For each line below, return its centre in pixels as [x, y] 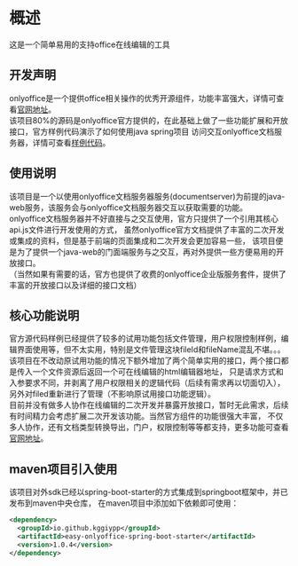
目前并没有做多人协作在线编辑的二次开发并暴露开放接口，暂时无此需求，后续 [149, 405]
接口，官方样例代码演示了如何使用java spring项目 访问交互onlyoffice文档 [142, 131]
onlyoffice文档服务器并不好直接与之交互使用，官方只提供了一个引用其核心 [144, 218]
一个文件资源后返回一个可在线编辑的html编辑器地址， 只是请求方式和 [158, 372]
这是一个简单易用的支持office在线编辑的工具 [90, 44]
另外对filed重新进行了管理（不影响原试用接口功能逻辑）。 [112, 394]
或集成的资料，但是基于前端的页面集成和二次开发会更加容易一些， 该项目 [142, 240]
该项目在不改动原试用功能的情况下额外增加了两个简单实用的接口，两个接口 [145, 361]
